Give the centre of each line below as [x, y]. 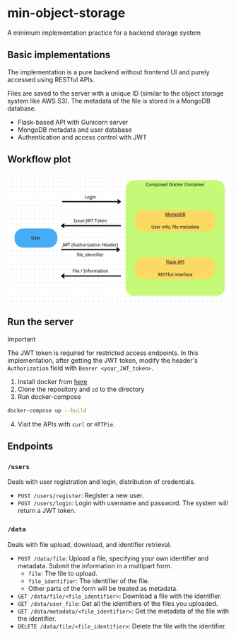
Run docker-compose [49, 396]
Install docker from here [52, 381]
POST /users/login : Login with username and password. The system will [123, 503]
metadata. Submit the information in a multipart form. [95, 565]
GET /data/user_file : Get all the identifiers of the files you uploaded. [118, 603]
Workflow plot [39, 160]
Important [22, 339]
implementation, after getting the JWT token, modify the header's [102, 360]
